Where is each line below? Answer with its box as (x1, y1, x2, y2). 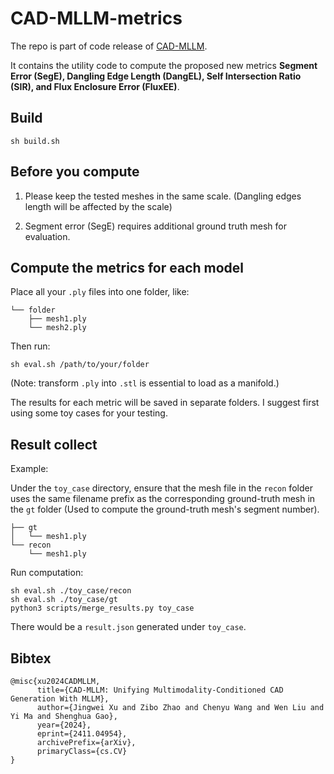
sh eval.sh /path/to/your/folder (10, 360, 150, 370)
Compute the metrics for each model (10, 259, 245, 276)
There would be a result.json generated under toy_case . (10, 621, 247, 633)
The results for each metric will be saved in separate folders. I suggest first (10, 397, 320, 409)
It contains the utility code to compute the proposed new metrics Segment (10, 59, 318, 71)
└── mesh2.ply (28, 323, 87, 333)
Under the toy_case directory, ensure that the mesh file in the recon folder (10, 482, 313, 494)
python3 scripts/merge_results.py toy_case (10, 603, 195, 614)
